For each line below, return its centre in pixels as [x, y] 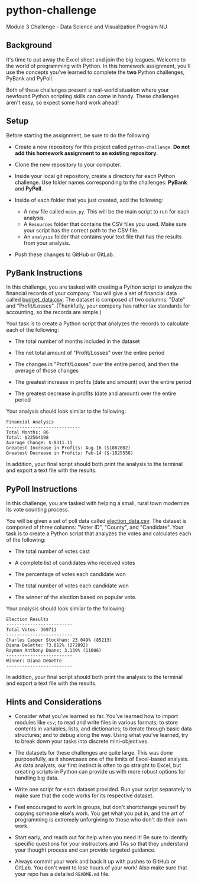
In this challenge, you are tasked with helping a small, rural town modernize [98, 503]
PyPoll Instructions [42, 489]
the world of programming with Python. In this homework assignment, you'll [98, 66]
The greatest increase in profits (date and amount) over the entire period [103, 382]
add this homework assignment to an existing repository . [86, 153]
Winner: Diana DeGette [34, 661]
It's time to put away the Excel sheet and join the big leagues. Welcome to [96, 59]
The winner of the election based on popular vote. [76, 597]
